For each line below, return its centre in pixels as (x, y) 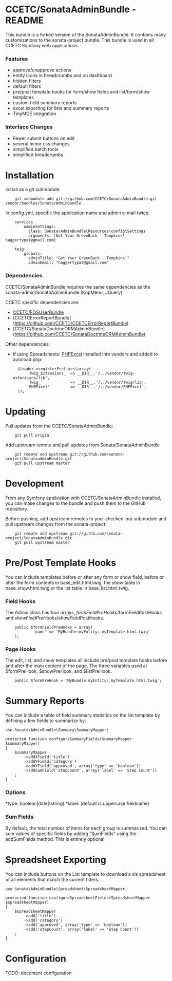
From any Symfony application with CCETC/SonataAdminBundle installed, (83, 498)
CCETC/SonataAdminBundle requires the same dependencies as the (78, 287)
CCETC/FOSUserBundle (38, 312)
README (25, 20)
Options (15, 793)
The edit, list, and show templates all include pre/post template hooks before (86, 661)
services (24, 222)
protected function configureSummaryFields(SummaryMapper (69, 739)
